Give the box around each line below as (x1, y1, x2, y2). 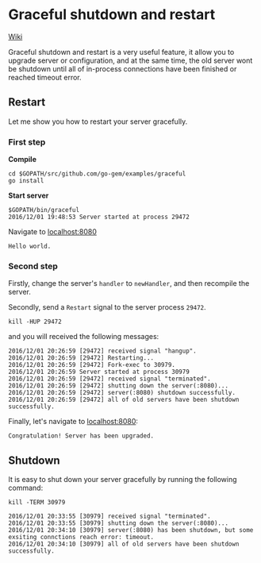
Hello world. (8, 242, 52, 251)
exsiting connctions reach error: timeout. (8, 534, 155, 542)
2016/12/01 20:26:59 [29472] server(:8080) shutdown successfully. (8, 389, 236, 397)
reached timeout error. (8, 72, 82, 82)
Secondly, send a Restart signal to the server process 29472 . (8, 303, 206, 312)
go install (8, 177, 44, 185)
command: (8, 483, 44, 493)
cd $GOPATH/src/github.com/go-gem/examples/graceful (8, 170, 186, 178)
